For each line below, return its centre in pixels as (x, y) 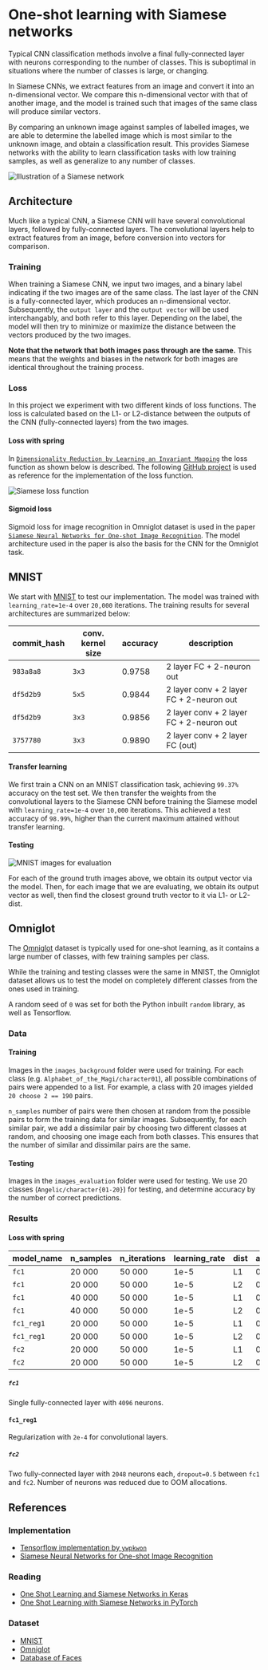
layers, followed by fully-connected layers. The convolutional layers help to (132, 229)
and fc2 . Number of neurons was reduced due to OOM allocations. (118, 1483)
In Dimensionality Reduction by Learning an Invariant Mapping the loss (128, 458)
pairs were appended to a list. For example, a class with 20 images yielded (131, 1087)
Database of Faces (51, 1657)
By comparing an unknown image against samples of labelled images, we (129, 127)
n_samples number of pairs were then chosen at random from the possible (130, 1111)
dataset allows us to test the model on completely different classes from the (133, 980)
